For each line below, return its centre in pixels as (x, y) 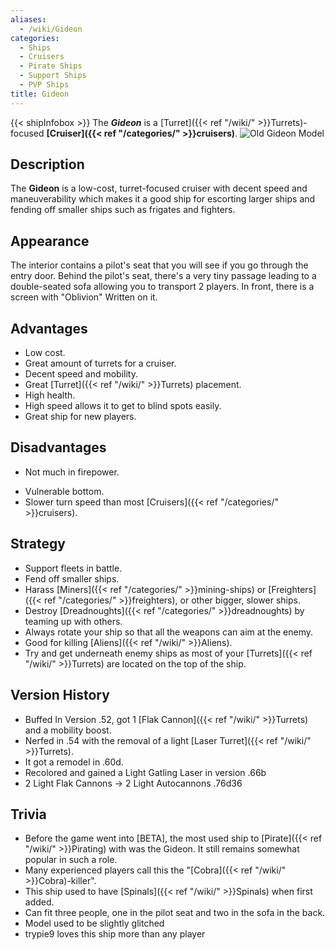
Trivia (28, 814)
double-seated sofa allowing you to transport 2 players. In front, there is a (162, 287)
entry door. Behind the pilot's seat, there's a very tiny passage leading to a (163, 276)
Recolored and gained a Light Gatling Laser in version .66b (145, 772)
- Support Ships (53, 76)
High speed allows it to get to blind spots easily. (123, 406)
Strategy (38, 544)
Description (47, 164)
